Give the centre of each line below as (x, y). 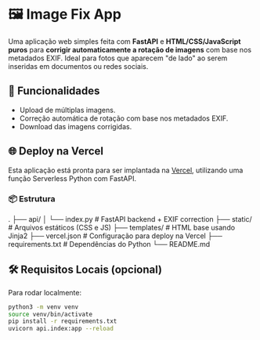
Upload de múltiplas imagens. (67, 110)
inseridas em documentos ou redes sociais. (78, 66)
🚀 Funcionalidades (54, 91)
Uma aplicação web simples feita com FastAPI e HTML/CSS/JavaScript (125, 41)
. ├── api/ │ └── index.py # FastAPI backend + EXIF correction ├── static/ (130, 219)
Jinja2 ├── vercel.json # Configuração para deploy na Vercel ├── (116, 236)
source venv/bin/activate (50, 314)
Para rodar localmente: (45, 292)
